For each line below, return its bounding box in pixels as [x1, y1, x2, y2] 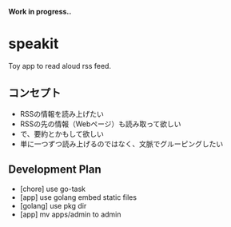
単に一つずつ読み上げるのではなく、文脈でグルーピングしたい [19, 139, 224, 149]
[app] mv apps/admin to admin [19, 209, 121, 219]
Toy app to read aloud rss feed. [8, 61, 112, 70]
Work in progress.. [8, 7, 72, 16]
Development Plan [8, 163, 102, 177]
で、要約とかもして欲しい [19, 129, 104, 138]
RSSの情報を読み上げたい [19, 109, 104, 118]
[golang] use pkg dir [19, 201, 87, 210]
